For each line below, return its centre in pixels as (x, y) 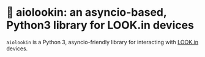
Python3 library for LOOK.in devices (100, 25)
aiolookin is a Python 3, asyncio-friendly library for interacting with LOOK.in (102, 42)
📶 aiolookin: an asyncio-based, (87, 12)
